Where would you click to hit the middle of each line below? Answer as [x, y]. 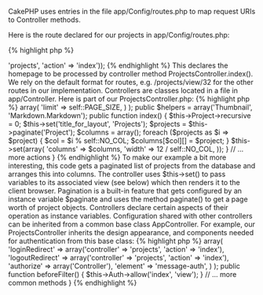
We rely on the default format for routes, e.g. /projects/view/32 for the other [131, 82]
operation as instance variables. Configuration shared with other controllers [130, 216]
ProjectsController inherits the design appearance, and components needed [131, 232]
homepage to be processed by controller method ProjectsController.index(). [131, 74]
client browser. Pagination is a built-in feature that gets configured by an [125, 191]
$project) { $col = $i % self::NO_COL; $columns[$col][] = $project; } [119, 140]
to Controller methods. [44, 20]
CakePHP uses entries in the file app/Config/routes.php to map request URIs [132, 11]
